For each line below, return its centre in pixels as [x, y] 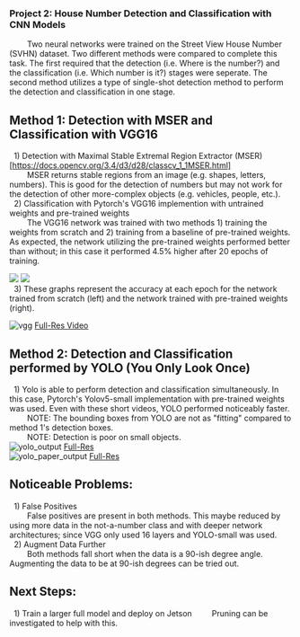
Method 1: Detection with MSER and [111, 120]
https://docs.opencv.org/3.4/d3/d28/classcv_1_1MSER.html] [122, 165]
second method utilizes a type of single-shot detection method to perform [146, 83]
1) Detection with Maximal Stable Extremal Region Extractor [123, 156]
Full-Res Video [62, 325]
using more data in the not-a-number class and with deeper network [136, 525]
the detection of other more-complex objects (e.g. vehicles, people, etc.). [145, 194]
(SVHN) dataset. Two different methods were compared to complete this [143, 54]
